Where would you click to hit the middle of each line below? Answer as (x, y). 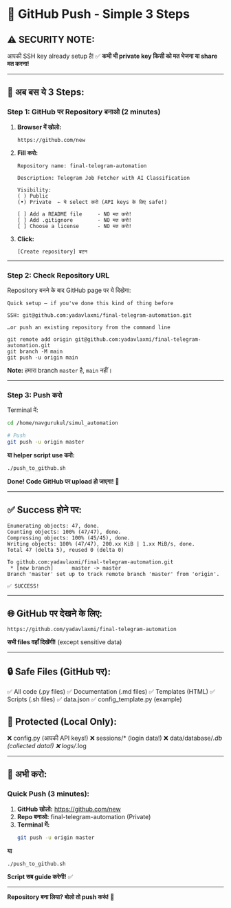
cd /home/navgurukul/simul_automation (63, 423)
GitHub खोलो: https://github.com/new (69, 809)
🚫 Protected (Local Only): (62, 722)
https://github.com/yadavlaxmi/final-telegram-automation (92, 630)
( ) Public (33, 196)
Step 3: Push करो (35, 395)
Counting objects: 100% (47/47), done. (64, 532)
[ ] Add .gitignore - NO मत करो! (74, 220)
